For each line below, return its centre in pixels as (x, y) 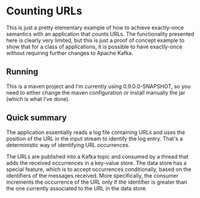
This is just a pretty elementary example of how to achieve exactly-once (95, 28)
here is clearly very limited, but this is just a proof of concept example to (95, 40)
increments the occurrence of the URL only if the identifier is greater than (97, 182)
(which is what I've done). (38, 99)
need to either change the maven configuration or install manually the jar (96, 92)
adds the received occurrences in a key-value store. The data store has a (96, 163)
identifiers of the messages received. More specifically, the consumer (92, 175)
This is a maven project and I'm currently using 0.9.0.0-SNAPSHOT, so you (99, 86)
